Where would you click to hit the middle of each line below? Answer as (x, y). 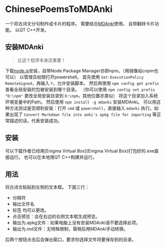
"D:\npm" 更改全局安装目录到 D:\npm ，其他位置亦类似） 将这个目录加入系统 (82, 95)
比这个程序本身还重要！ (41, 60)
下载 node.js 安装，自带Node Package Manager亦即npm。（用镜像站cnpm (80, 70)
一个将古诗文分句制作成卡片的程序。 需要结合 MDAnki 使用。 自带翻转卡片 (80, 23)
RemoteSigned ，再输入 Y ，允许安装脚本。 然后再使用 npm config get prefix (82, 83)
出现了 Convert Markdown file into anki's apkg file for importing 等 (83, 114)
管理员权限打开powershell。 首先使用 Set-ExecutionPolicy (83, 77)
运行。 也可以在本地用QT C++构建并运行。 (53, 157)
